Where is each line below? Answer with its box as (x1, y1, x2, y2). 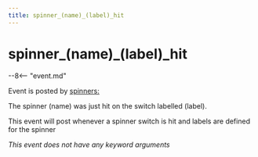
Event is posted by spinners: (8, 86, 100, 95)
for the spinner (8, 124, 56, 134)
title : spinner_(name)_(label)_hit (8, 11, 125, 20)
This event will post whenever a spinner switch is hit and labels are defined (8, 116, 251, 126)
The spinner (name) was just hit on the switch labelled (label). (8, 101, 208, 110)
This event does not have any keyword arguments (8, 140, 170, 149)
